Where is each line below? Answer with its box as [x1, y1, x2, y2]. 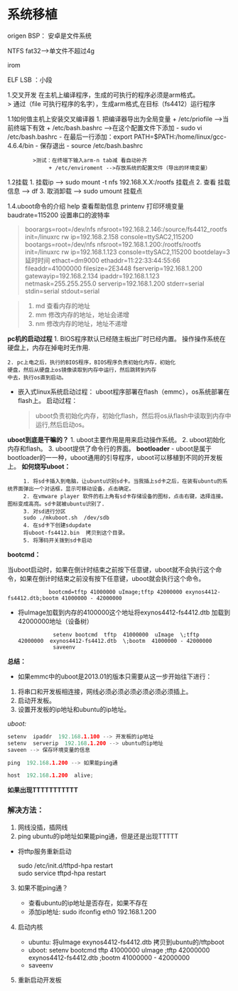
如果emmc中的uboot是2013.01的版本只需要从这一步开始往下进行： [17, 672, 212, 681]
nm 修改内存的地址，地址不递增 [35, 319, 128, 327]
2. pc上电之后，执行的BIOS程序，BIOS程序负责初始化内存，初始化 [7, 359, 176, 366]
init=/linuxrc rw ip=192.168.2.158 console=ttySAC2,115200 [24, 232, 194, 241]
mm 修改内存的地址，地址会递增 [35, 310, 130, 319]
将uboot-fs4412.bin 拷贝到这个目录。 [23, 529, 129, 536]
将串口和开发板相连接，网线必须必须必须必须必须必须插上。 [17, 687, 193, 696]
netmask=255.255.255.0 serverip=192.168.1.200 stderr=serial [24, 279, 205, 288]
